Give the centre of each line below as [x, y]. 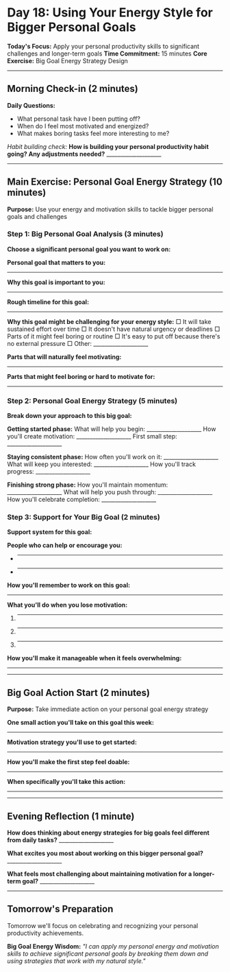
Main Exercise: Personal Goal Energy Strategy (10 [115, 182]
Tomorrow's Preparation [60, 909]
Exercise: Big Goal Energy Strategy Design [67, 60]
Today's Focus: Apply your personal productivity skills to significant [103, 46]
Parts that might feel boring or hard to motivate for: [81, 376]
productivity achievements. [46, 933]
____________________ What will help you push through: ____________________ [110, 492]
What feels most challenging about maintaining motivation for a [100, 874]
